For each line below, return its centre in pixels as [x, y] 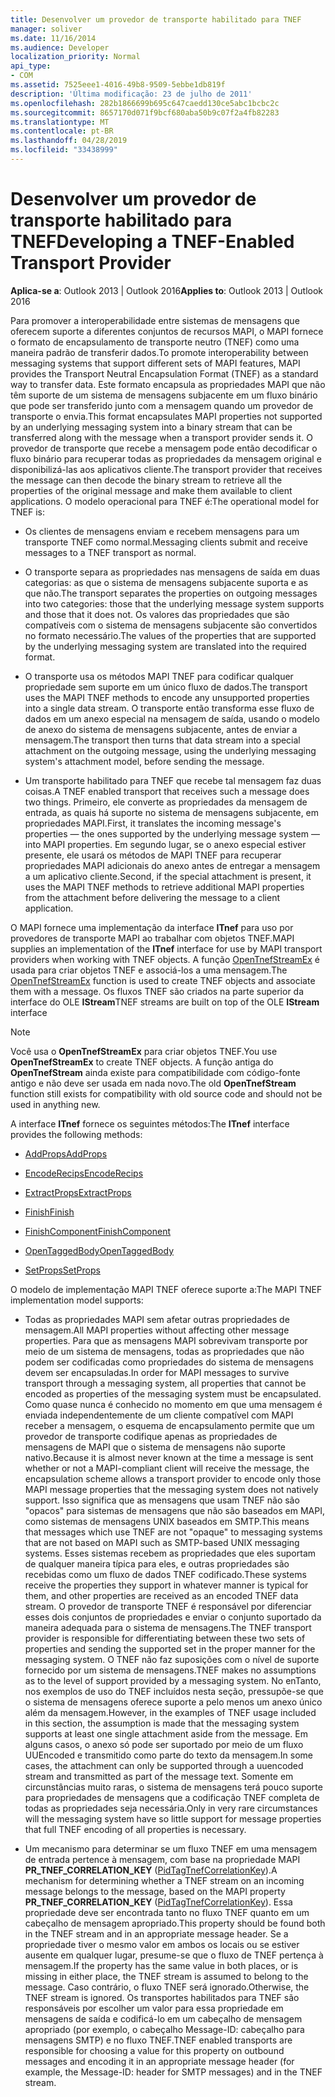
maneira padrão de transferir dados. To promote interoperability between [159, 352]
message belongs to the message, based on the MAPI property [155, 1891]
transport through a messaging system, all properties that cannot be [165, 1383]
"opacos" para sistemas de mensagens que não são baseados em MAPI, [174, 1510]
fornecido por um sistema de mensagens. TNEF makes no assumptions [170, 1670]
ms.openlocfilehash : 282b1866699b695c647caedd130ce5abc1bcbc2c [145, 103]
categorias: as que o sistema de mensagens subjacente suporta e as [166, 582]
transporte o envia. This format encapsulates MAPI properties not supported [166, 416]
